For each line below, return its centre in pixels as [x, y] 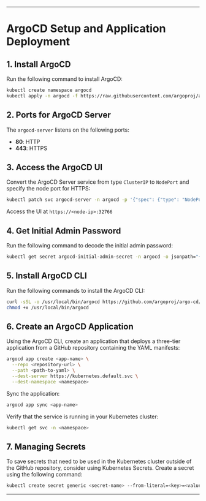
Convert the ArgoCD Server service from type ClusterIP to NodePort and [98, 182]
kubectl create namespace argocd [49, 90]
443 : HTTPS [31, 148]
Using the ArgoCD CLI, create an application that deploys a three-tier [93, 341]
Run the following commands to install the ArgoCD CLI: [76, 290]
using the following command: [44, 475]
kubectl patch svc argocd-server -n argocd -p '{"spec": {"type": [93, 200]
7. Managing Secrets [46, 447]
